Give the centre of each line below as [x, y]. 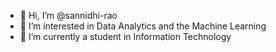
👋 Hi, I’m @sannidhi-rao [68, 15]
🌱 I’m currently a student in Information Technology [125, 36]
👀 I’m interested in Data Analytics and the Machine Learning [143, 26]
